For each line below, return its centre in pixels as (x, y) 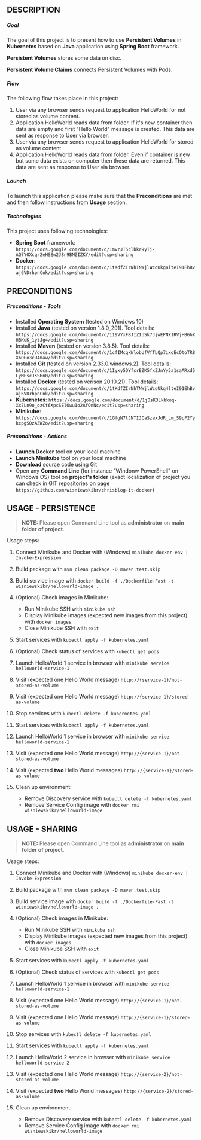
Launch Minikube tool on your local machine (71, 458)
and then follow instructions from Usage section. (67, 202)
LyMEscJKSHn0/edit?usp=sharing (54, 376)
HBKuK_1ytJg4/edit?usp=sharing (54, 340)
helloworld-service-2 (42, 1063)
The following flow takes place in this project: (63, 99)
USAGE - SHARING (42, 829)
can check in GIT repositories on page (63, 483)
